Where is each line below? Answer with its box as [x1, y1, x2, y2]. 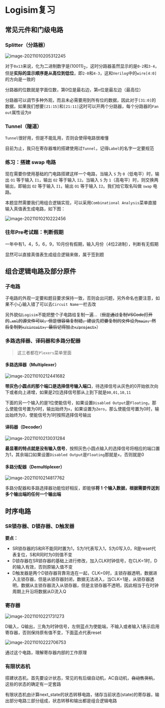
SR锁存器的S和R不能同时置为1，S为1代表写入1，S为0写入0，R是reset [12, 545, 152, 551]
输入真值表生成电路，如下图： [5, 206, 65, 212]
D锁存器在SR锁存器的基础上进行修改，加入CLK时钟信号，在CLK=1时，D [12, 558, 158, 564]
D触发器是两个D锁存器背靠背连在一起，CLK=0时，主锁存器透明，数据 [12, 570, 153, 576]
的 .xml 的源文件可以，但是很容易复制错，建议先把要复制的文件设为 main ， [5, 318, 152, 324]
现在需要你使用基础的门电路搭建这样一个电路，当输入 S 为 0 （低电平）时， [5, 171, 156, 177]
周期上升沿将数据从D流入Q [12, 588, 66, 594]
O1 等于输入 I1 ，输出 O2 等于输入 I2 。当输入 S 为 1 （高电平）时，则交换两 [10, 177, 159, 183]
